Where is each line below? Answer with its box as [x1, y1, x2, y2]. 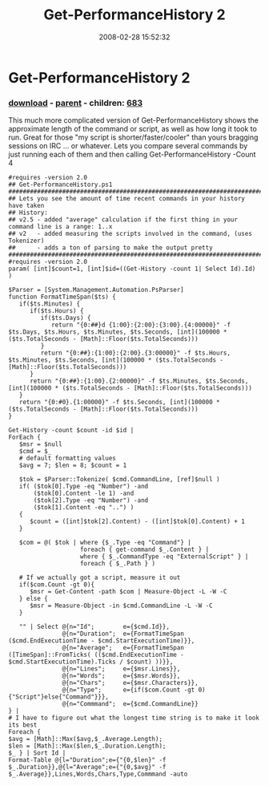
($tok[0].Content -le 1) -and [33, 489, 134, 498]
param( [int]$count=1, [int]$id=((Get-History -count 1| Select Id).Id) [8, 265, 256, 273]
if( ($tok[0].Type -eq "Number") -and [18, 483, 149, 491]
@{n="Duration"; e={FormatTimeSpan [62, 630, 184, 638]
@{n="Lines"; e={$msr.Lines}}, [62, 665, 181, 673]
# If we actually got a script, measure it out [18, 573, 181, 582]
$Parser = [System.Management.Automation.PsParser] [8, 286, 184, 294]
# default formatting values [18, 455, 116, 463]
